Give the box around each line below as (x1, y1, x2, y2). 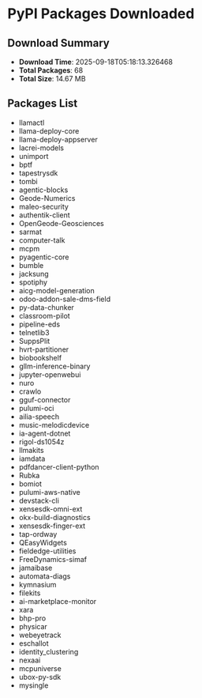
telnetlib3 (18, 327, 50, 337)
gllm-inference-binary (18, 361, 91, 371)
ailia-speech (18, 412, 60, 421)
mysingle (18, 681, 49, 690)
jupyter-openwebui (18, 369, 81, 379)
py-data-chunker (18, 302, 74, 312)
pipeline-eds (18, 319, 61, 329)
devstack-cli (18, 496, 60, 505)
